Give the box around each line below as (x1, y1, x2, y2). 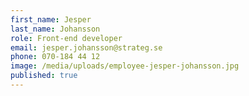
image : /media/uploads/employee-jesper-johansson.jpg (10, 61, 240, 71)
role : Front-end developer (10, 33, 123, 43)
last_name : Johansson (10, 24, 101, 34)
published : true (10, 71, 78, 81)
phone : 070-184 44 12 (10, 52, 101, 62)
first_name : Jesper (10, 14, 92, 25)
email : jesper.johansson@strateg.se (10, 42, 163, 53)
